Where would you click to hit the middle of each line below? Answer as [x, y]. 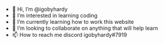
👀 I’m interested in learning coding [55, 15]
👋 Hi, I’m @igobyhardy [40, 9]
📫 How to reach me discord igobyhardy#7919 [69, 35]
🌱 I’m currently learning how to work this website [73, 22]
